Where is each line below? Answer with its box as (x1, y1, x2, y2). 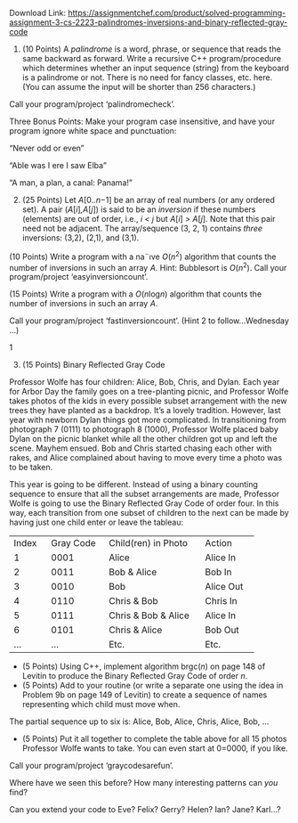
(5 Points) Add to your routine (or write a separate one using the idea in (21, 680, 284, 691)
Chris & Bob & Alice (109, 609, 189, 622)
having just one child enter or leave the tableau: (9, 517, 184, 528)
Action (205, 537, 233, 550)
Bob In (205, 566, 232, 578)
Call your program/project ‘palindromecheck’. (9, 99, 175, 110)
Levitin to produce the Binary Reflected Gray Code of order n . (21, 671, 248, 681)
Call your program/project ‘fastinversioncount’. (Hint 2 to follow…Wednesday (9, 315, 289, 326)
